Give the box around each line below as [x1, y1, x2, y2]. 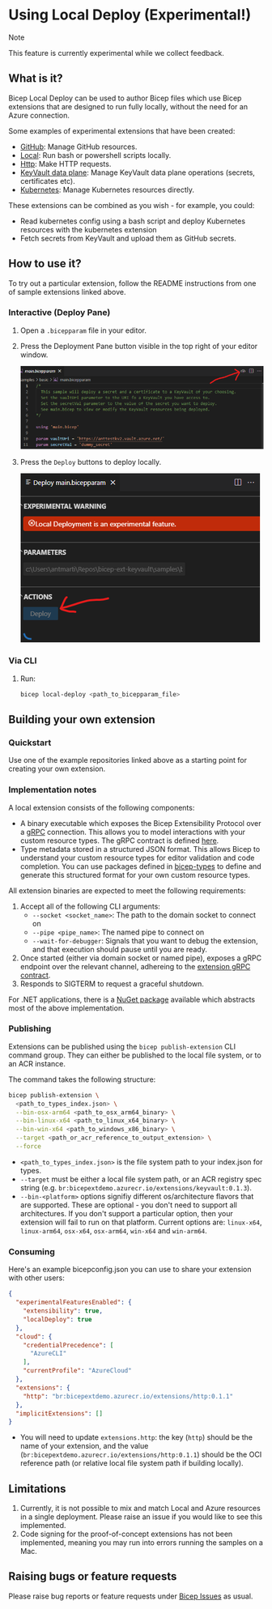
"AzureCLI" [29, 1350, 67, 1358]
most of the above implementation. [8, 1002, 125, 1013]
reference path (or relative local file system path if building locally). [19, 1458, 244, 1468]
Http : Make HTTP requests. [19, 159, 112, 168]
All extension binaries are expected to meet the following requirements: [8, 885, 246, 896]
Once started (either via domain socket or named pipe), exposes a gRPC [19, 953, 261, 963]
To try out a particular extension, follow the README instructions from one [8, 278, 257, 288]
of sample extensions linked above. [8, 287, 126, 296]
